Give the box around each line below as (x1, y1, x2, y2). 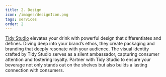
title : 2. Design (5, 7, 42, 13)
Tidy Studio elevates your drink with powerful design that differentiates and (5, 35, 161, 41)
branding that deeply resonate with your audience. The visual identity (5, 46, 149, 52)
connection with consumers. (5, 67, 64, 73)
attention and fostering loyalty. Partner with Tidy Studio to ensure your (5, 56, 151, 63)
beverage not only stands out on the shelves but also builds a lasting (5, 62, 147, 68)
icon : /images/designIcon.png (5, 12, 69, 17)
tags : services (5, 17, 37, 22)
